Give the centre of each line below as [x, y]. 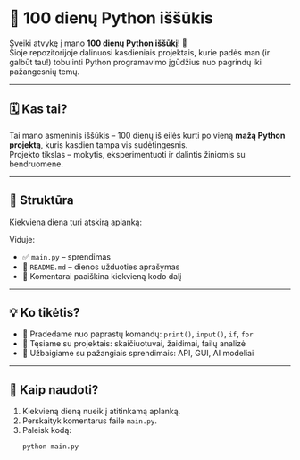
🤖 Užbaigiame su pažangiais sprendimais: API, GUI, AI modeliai [138, 354]
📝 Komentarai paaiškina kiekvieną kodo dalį [102, 276]
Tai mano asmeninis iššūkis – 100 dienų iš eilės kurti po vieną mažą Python [147, 135]
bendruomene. [37, 164]
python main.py [50, 447]
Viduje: [22, 239]
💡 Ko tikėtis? [45, 312]
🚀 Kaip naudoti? [54, 390]
